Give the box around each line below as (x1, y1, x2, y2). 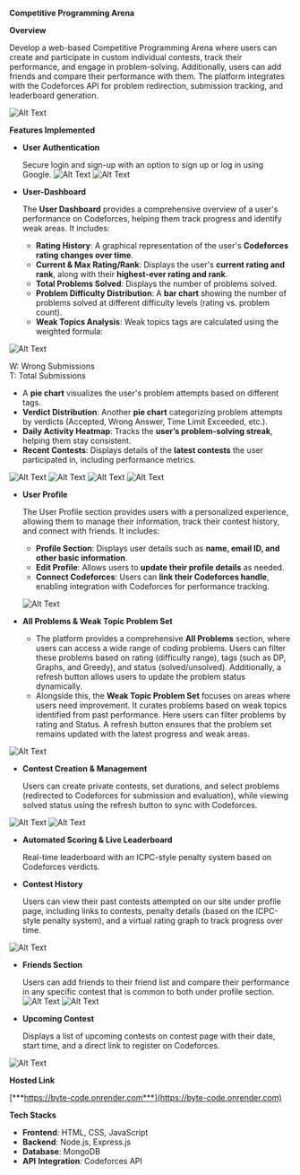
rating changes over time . (35, 250, 134, 260)
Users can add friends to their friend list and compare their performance (21, 977, 289, 988)
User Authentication (21, 143, 100, 152)
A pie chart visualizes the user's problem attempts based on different (21, 387, 279, 398)
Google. (21, 170, 52, 179)
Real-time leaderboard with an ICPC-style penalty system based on (21, 852, 272, 862)
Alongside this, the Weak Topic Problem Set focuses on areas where (35, 691, 291, 701)
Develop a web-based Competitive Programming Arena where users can (9, 42, 278, 53)
